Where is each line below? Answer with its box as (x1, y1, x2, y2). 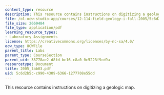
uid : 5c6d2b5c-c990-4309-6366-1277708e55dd (5, 71, 95, 76)
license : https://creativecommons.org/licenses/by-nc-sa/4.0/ (5, 39, 134, 44)
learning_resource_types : (5, 30, 58, 35)
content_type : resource (5, 7, 54, 12)
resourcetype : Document (5, 62, 54, 67)
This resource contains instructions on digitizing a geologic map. (5, 84, 135, 90)
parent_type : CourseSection (5, 52, 62, 58)
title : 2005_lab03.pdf (5, 67, 51, 71)
